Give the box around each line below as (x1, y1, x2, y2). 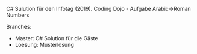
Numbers (6, 11, 30, 19)
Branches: (6, 23, 32, 30)
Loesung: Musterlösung (14, 41, 74, 48)
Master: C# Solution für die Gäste (14, 35, 98, 41)
